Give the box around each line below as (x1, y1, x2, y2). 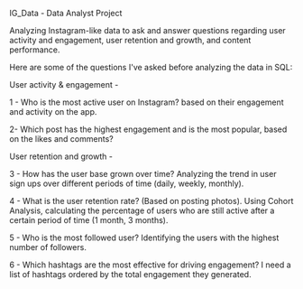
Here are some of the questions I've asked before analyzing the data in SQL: (9, 62, 293, 72)
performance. (9, 44, 60, 55)
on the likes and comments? (9, 134, 115, 144)
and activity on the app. (9, 107, 97, 117)
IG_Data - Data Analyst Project (9, 8, 123, 18)
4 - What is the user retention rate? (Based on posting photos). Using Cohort (9, 196, 294, 206)
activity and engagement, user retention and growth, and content (9, 35, 252, 45)
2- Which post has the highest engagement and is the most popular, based (9, 124, 288, 135)
